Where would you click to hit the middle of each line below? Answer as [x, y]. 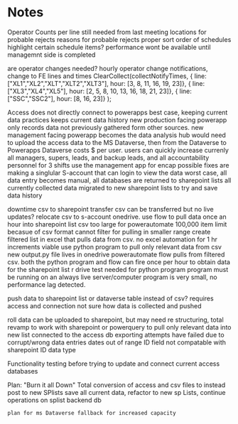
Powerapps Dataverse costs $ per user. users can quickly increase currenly [118, 150]
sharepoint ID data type [42, 349]
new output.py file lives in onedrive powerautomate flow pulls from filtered [116, 254]
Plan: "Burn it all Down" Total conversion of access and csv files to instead [117, 385]
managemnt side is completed [52, 55]
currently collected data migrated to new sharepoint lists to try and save [113, 187]
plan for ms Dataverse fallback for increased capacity [92, 413]
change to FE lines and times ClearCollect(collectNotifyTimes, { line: [107, 76]
